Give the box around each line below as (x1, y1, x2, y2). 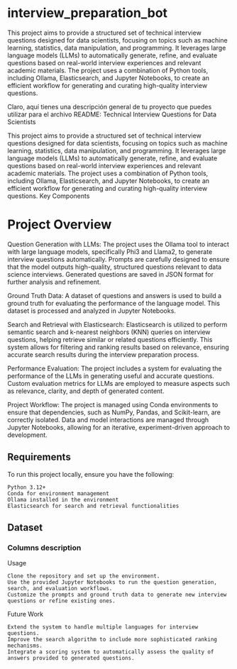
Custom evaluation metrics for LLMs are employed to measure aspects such (7, 379, 231, 387)
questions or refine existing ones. (7, 597, 116, 604)
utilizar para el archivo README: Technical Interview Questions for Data (7, 110, 217, 118)
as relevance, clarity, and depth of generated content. (7, 387, 165, 395)
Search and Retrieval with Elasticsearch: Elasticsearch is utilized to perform (7, 320, 228, 328)
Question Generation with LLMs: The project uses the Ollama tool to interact (7, 240, 229, 248)
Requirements (7, 451, 71, 463)
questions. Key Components (7, 192, 90, 200)
